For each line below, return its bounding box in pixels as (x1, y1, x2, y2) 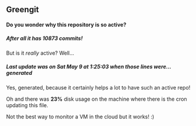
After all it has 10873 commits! (6, 35, 83, 42)
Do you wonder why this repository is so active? (6, 21, 127, 28)
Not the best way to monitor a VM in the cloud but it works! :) (6, 113, 155, 120)
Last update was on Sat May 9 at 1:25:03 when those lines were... (6, 63, 172, 70)
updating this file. (6, 101, 48, 108)
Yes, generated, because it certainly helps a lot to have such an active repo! (6, 84, 191, 91)
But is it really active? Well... (6, 49, 74, 57)
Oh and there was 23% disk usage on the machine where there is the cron (6, 95, 187, 102)
